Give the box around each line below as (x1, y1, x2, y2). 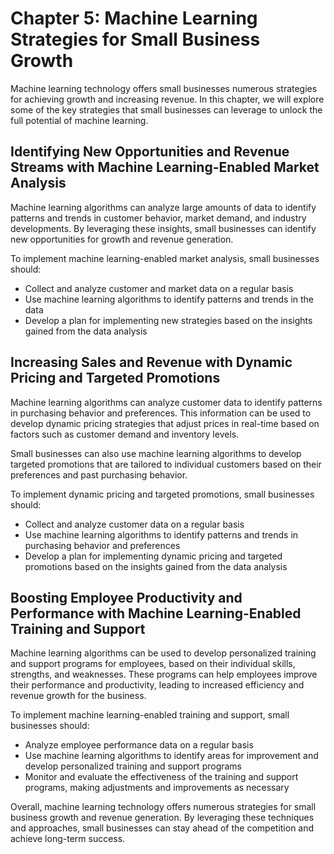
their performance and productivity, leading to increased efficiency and (10, 679, 305, 691)
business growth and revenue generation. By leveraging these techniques (10, 812, 315, 824)
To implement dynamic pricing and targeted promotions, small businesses (10, 488, 315, 500)
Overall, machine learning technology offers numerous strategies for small (10, 801, 317, 813)
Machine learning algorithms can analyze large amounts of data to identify (10, 201, 317, 213)
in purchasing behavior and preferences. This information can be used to (10, 407, 312, 419)
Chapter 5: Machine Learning (10, 7, 258, 30)
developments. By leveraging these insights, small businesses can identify (10, 222, 317, 234)
